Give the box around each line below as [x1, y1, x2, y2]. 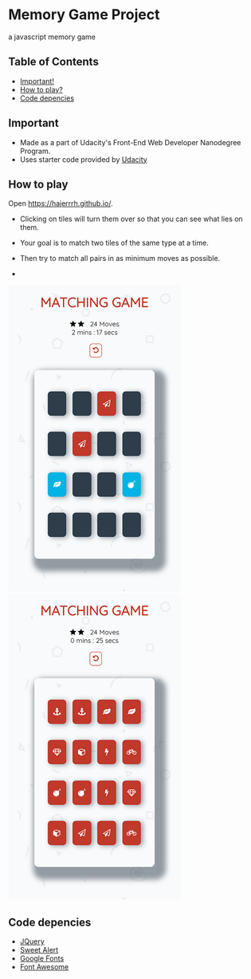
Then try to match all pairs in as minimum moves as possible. [19, 254, 221, 263]
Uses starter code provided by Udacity [19, 154, 147, 164]
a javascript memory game [8, 32, 96, 41]
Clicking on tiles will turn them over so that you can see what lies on [19, 214, 243, 224]
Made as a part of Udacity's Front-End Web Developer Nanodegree [19, 137, 241, 147]
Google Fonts [19, 953, 65, 963]
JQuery [19, 937, 45, 946]
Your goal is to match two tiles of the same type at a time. [19, 238, 209, 248]
